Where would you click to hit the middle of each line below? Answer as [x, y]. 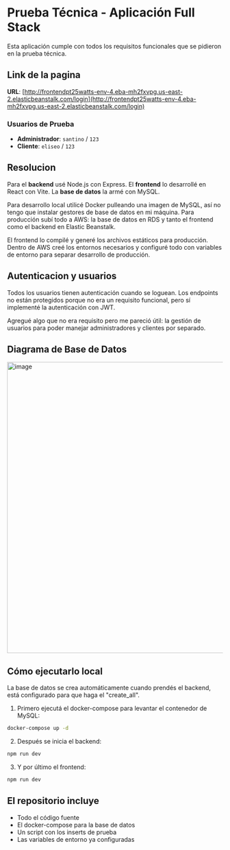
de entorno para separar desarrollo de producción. [79, 255]
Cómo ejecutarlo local [55, 671]
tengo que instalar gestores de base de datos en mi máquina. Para [101, 212]
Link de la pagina [44, 75]
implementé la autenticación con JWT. [61, 307]
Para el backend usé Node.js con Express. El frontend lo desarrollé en [107, 184]
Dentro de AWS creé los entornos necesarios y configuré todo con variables [115, 247]
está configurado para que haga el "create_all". [74, 695]
